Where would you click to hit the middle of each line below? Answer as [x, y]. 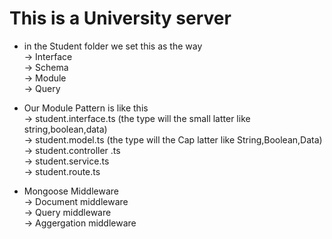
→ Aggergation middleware [80, 223]
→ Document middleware [76, 201]
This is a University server [120, 18]
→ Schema [46, 67]
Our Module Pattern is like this [86, 108]
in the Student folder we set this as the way [113, 46]
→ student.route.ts [62, 171]
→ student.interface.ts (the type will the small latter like [137, 118]
